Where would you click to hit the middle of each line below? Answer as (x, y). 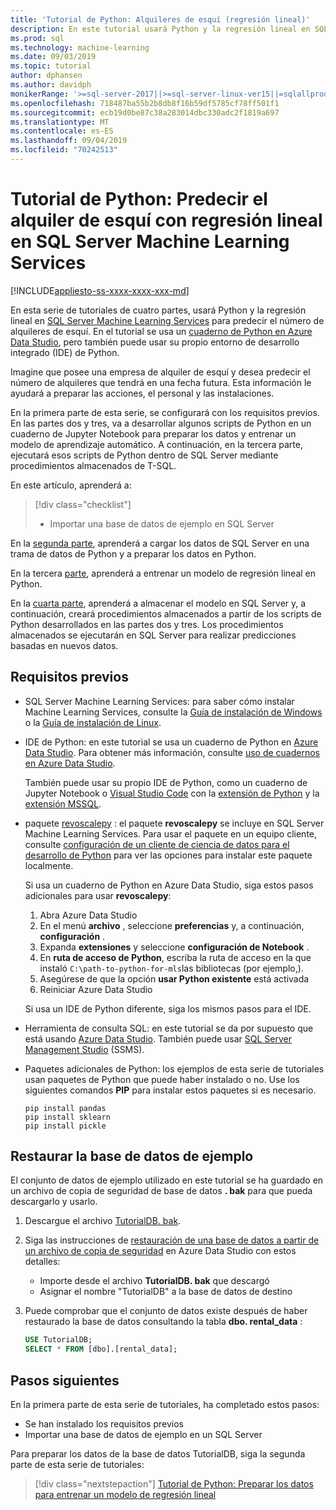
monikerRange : (40, 94)
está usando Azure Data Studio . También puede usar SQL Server (158, 1038)
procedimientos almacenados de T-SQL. (93, 465)
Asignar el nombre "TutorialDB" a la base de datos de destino (166, 1292)
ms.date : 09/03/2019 (53, 57)
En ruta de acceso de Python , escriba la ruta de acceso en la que (175, 957)
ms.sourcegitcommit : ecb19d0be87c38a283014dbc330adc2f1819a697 (145, 112)
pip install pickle (65, 1126)
